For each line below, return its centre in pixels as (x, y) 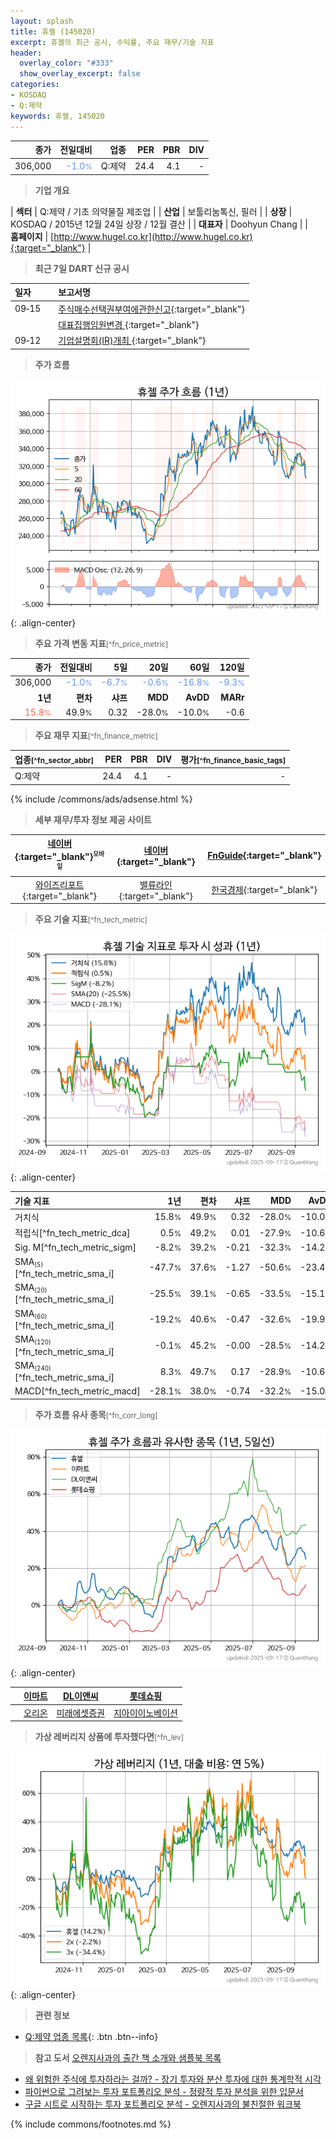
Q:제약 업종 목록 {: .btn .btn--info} (91, 2037)
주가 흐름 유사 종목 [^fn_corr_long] (96, 1414)
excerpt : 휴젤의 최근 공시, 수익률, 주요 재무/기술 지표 (112, 42)
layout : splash (42, 21)
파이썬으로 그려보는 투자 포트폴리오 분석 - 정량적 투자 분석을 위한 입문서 (164, 2092)
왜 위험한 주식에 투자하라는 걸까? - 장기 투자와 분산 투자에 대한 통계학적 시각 (173, 2079)
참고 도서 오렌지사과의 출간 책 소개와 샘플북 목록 (128, 2058)
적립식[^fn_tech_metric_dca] (72, 1233)
